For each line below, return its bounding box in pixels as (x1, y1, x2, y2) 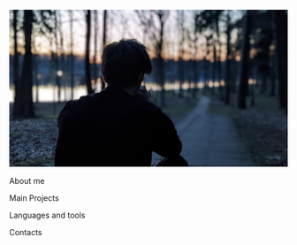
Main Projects (9, 192, 59, 203)
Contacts (9, 226, 42, 237)
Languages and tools (9, 210, 86, 220)
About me (9, 175, 45, 186)
